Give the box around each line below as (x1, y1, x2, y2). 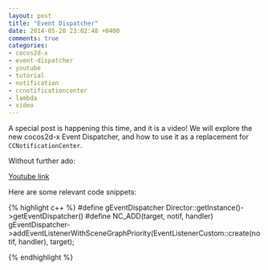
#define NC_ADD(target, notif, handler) (85, 211, 214, 221)
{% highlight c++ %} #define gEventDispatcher (8, 202, 164, 213)
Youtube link (8, 172, 50, 182)
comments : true (8, 34, 59, 43)
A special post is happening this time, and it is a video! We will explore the (8, 124, 253, 133)
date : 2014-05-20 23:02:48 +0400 (8, 27, 120, 35)
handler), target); (18, 237, 75, 247)
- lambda (8, 94, 38, 102)
